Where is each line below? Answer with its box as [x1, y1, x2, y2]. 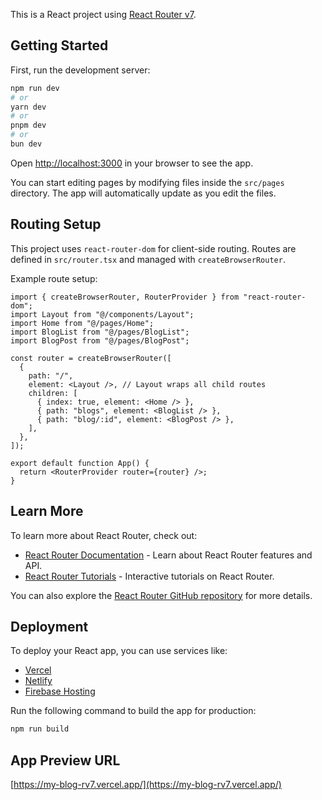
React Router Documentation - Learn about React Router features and [24, 549, 313, 561]
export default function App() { [10, 458, 150, 468]
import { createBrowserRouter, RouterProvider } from [10, 292, 240, 302]
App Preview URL [10, 752, 121, 769]
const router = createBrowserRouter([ [10, 353, 172, 363]
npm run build [10, 724, 70, 734]
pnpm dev [10, 120, 47, 131]
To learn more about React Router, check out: [10, 529, 198, 541]
